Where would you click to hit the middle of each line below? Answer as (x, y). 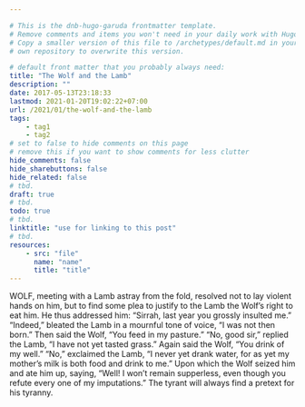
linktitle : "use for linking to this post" (93, 228)
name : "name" (58, 262)
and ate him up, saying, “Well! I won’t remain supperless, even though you (148, 373)
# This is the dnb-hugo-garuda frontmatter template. (113, 25)
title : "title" (62, 270)
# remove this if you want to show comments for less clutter (129, 152)
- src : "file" (52, 253)
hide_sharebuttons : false (58, 169)
